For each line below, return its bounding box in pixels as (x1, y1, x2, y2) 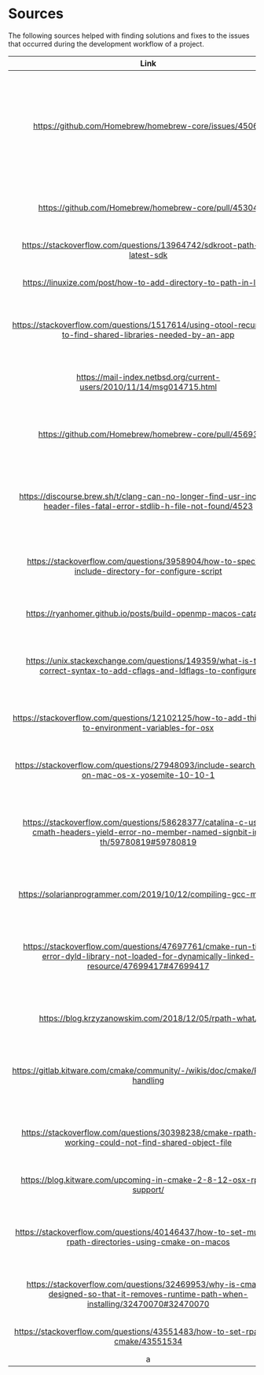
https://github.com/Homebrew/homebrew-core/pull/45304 (38, 202, 258, 213)
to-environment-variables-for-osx (82, 722, 214, 733)
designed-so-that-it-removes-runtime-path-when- (48, 1288, 249, 1299)
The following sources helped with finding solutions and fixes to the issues (8, 31, 250, 40)
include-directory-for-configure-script (74, 565, 222, 576)
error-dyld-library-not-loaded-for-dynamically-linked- (42, 950, 255, 961)
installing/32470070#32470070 (86, 1298, 210, 1309)
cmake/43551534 (113, 1336, 183, 1347)
